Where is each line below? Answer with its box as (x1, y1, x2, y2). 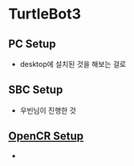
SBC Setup (8, 83, 63, 97)
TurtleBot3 (8, 5, 82, 23)
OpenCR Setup (8, 130, 84, 143)
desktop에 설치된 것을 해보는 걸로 (19, 60, 127, 68)
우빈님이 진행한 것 (19, 106, 76, 115)
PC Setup (8, 37, 56, 51)
